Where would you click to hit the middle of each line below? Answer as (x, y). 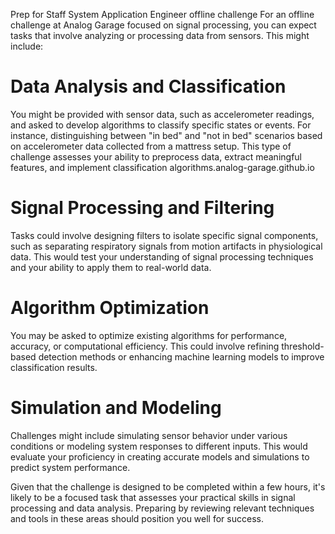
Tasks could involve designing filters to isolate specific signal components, (164, 235)
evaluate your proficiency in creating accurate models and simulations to (160, 456)
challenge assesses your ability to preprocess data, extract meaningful (156, 156)
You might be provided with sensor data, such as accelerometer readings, (162, 114)
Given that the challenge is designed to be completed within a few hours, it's (168, 486)
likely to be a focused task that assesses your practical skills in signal (153, 497)
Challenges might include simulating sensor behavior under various (149, 435)
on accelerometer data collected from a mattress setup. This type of (151, 146)
